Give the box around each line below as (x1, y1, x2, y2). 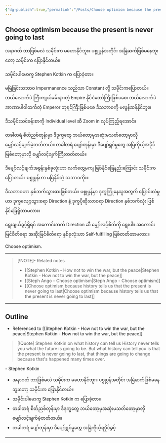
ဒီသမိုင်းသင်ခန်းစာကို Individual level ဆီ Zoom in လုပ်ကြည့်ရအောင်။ (5, 118, 137, 124)
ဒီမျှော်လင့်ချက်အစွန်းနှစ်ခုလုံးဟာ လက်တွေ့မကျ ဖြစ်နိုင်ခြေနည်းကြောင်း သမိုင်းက (5, 165, 156, 171)
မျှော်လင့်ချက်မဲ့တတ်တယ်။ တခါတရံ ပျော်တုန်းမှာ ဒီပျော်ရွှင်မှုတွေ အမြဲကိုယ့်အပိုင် (5, 142, 156, 148)
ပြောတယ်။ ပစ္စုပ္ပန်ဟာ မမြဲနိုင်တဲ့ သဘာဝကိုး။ (5, 175, 89, 181)
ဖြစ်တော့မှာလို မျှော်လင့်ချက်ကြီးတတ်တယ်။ (5, 151, 87, 157)
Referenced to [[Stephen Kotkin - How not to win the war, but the (12, 325, 145, 331)
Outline (5, 312, 28, 321)
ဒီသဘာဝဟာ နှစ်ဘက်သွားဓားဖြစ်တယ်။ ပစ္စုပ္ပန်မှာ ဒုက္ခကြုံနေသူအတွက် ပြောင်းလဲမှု (5, 189, 160, 195)
